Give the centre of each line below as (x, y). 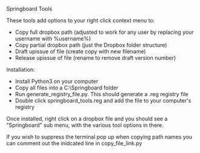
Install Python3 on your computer (56, 81)
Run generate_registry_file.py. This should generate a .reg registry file (102, 94)
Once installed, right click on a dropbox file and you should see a (87, 119)
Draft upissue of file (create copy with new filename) (80, 51)
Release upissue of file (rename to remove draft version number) (95, 58)
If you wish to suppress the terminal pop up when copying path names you (99, 137)
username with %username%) (53, 38)
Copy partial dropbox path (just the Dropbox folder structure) (91, 45)
